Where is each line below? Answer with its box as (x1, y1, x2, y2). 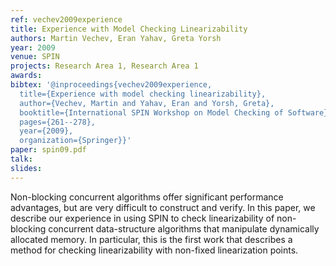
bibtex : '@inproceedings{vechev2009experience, (10, 80, 213, 90)
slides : (10, 163, 43, 173)
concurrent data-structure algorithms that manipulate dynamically (48, 222, 320, 235)
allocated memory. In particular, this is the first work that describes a (10, 233, 293, 245)
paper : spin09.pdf (10, 145, 87, 155)
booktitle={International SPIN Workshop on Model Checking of (19, 107, 284, 118)
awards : (10, 71, 43, 81)
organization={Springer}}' (19, 136, 132, 146)
